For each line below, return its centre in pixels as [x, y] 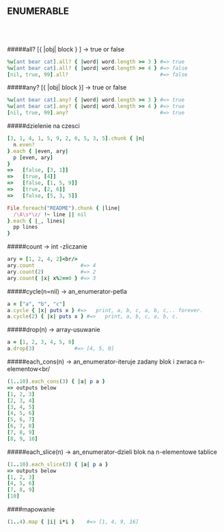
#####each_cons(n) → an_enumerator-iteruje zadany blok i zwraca [102, 362]
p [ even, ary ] [33, 157]
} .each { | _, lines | [37, 221]
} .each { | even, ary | [38, 151]
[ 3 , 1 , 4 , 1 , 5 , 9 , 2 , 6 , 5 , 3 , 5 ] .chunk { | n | [76, 139]
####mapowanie [31, 509]
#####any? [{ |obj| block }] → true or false [67, 88]
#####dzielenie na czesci [43, 126]
